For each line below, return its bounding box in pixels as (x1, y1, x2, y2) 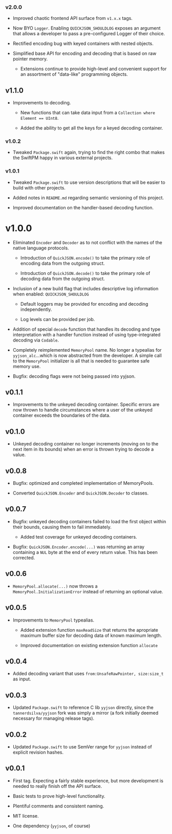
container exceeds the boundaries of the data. (12, 412, 111, 418)
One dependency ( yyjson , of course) (12, 823, 91, 829)
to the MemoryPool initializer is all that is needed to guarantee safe (12, 357, 150, 364)
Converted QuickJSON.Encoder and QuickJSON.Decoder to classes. (12, 490, 149, 496)
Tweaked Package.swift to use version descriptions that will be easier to (12, 179, 165, 185)
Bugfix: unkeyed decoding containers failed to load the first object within (12, 518, 166, 524)
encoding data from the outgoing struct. (20, 260, 105, 266)
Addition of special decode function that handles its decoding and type (12, 326, 161, 332)
